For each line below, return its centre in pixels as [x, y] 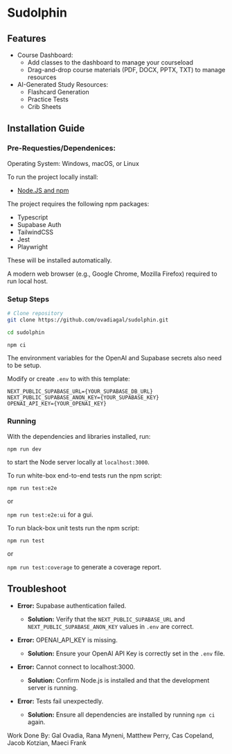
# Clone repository [35, 313]
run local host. [28, 281]
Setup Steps [28, 299]
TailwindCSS [35, 232]
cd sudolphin [26, 332]
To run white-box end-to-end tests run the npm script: [84, 475]
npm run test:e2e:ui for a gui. [50, 514]
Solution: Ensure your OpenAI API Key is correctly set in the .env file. [126, 653]
